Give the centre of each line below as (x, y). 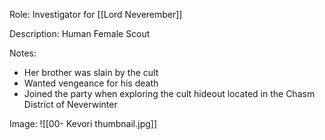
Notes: (23, 53)
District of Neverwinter (70, 104)
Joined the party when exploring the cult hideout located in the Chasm (169, 93)
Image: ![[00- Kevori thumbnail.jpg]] (83, 123)
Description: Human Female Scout (80, 33)
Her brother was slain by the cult (91, 72)
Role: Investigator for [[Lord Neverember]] (96, 14)
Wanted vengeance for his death (91, 83)
